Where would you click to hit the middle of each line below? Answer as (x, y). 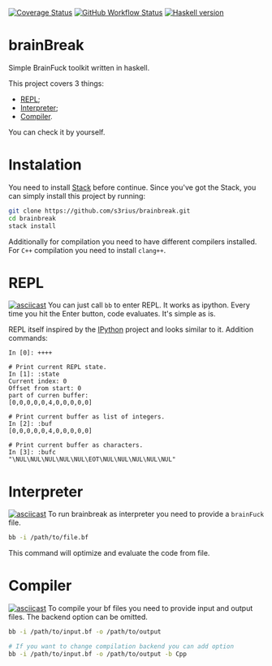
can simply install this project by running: (77, 196)
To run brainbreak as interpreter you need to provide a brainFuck (156, 514)
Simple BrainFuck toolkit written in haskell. (79, 67)
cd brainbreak (32, 218)
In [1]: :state (34, 374)
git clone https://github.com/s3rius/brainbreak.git (99, 211)
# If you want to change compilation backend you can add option (121, 647)
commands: (28, 338)
